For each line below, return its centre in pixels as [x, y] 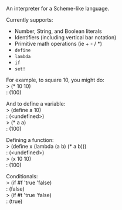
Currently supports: [30, 20]
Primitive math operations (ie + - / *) [58, 44]
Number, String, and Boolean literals [58, 31]
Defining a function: [30, 140]
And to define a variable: [36, 104]
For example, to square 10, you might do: [55, 80]
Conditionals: [22, 176]
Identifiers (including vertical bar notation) [65, 37]
